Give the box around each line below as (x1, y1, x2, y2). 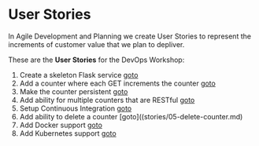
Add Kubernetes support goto (19, 128, 117, 138)
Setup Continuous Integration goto (19, 104, 132, 113)
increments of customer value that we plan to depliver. (8, 39, 185, 49)
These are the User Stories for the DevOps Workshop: (8, 55, 185, 64)
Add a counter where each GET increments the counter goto (19, 78, 216, 88)
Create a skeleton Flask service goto (19, 70, 139, 79)
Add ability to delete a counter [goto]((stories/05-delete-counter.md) (19, 111, 243, 121)
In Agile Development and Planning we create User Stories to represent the (8, 31, 252, 41)
